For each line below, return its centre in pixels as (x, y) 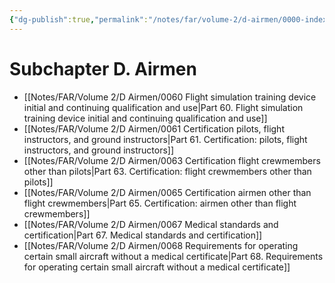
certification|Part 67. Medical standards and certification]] (143, 235)
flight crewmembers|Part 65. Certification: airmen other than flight (160, 203)
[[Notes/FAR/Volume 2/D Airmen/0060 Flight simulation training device (170, 97)
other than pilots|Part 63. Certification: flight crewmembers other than (167, 171)
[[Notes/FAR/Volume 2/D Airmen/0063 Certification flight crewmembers (172, 160)
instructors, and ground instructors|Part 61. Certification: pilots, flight (165, 139)
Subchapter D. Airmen (103, 68)
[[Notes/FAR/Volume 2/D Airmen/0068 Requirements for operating (161, 245)
